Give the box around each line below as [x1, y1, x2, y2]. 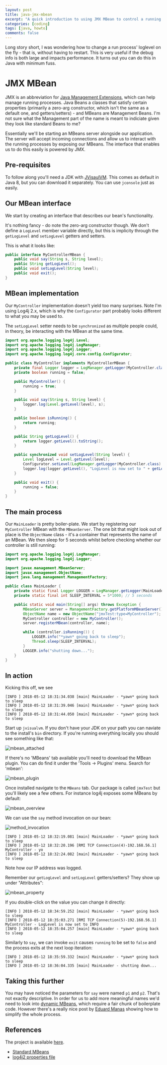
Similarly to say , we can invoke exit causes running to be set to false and [5, 940, 157, 946]
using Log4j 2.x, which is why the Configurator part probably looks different [5, 308, 162, 314]
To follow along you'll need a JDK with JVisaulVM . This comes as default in [5, 174, 159, 180]
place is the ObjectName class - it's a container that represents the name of [5, 531, 157, 537]
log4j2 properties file [12, 1054, 56, 1060]
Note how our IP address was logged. [5, 865, 83, 871]
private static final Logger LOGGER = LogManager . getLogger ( [14, 588, 143, 594]
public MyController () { [14, 379, 66, 384]
